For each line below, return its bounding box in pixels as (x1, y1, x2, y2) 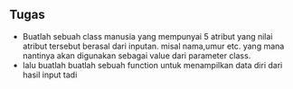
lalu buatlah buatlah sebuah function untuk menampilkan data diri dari (22, 59, 283, 70)
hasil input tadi (22, 69, 78, 80)
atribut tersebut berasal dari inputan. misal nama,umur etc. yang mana (22, 40, 285, 51)
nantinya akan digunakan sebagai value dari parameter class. (22, 49, 251, 61)
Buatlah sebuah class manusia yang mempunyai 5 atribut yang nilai (22, 31, 273, 41)
